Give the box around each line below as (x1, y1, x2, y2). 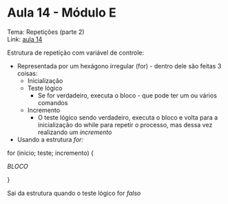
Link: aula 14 (7, 35, 43, 43)
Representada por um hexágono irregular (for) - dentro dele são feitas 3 (17, 62, 222, 70)
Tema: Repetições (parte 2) (7, 28, 85, 36)
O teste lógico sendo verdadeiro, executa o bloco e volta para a (37, 113, 218, 122)
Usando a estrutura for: (17, 135, 84, 143)
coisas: (17, 69, 38, 77)
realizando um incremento (37, 128, 112, 136)
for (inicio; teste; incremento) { (7, 149, 94, 157)
